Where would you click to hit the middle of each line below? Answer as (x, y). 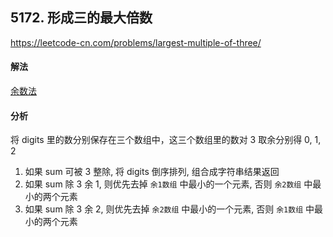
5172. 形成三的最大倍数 (81, 18)
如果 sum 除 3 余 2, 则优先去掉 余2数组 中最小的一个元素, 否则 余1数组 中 (169, 209)
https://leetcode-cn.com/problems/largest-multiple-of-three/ (136, 42)
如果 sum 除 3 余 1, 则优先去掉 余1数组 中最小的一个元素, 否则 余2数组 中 (168, 184)
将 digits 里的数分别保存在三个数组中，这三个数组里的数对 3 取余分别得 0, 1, (166, 140)
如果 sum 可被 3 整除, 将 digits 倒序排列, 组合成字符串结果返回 (152, 172)
